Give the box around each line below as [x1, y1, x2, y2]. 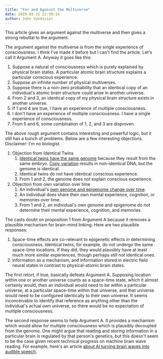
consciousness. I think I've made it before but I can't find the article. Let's [5, 49, 152, 55]
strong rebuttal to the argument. [5, 35, 69, 40]
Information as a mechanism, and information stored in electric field [12, 257, 148, 263]
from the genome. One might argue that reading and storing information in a [5, 328, 157, 334]
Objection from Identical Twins [12, 150, 74, 156]
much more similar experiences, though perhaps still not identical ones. [12, 252, 156, 258]
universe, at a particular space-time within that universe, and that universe [5, 287, 154, 293]
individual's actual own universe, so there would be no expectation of [5, 303, 145, 309]
